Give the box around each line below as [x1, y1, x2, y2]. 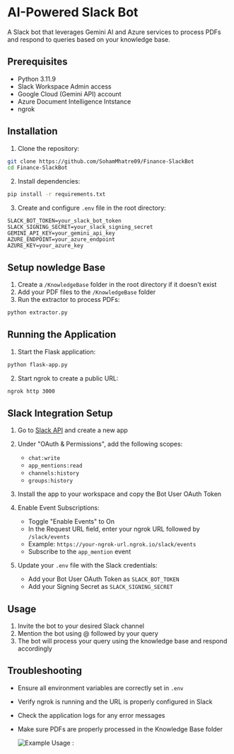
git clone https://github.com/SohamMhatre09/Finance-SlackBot [7, 157, 194, 165]
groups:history [28, 478, 73, 485]
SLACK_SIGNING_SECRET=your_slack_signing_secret [7, 224, 153, 231]
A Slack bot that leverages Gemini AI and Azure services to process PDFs [7, 28, 221, 36]
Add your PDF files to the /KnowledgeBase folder [17, 288, 156, 296]
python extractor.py [7, 309, 69, 316]
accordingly [17, 644, 53, 653]
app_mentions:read [28, 462, 83, 470]
